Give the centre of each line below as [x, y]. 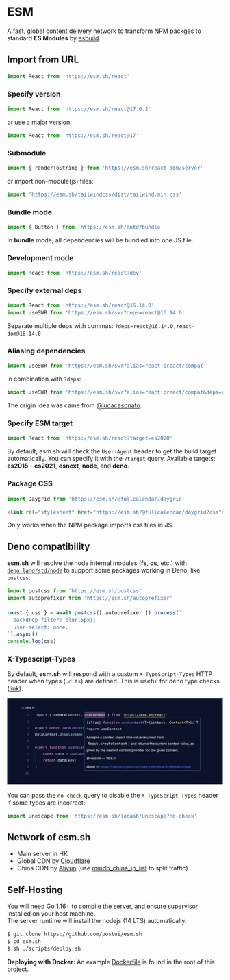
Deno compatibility [49, 546]
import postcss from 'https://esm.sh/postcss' [75, 591]
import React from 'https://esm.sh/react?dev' [75, 273]
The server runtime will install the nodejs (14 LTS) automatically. [97, 921]
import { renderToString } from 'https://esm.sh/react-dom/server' [105, 168]
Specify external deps [44, 290]
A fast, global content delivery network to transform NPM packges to [104, 31]
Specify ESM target [40, 423]
